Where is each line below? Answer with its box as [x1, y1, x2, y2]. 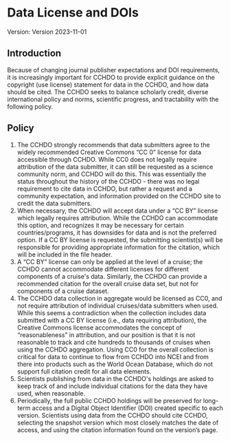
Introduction [7, 47, 62, 59]
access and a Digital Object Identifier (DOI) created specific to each [32, 404, 223, 412]
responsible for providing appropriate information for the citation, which [16, 243, 220, 251]
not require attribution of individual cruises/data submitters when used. [16, 301, 218, 310]
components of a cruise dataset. [16, 287, 109, 295]
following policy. [7, 102, 54, 111]
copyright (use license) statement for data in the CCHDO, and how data [7, 80, 209, 89]
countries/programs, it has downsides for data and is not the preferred [16, 228, 217, 237]
